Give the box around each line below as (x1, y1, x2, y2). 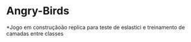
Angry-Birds (6, 4, 69, 18)
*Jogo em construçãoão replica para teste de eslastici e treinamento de (6, 24, 186, 31)
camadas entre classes (6, 30, 64, 37)
